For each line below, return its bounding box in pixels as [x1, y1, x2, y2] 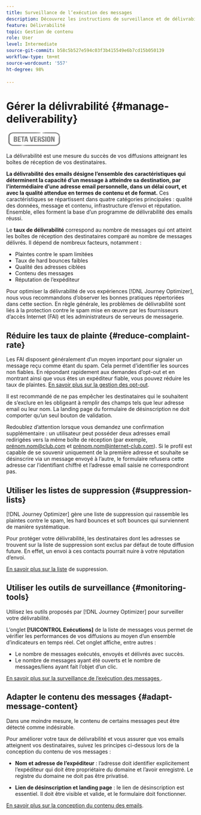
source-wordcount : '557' [6, 60, 68, 66]
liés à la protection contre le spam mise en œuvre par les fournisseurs [6, 307, 179, 314]
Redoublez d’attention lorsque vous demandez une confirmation [6, 424, 165, 431]
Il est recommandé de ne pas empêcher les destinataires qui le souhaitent [6, 393, 188, 400]
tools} [6, 592, 29, 603]
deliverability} [6, 112, 78, 126]
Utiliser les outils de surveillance [6, 583, 130, 593]
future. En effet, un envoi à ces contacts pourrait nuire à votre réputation [6, 548, 185, 555]
